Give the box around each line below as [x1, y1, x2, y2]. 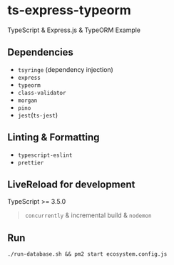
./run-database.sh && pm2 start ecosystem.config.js [7, 251, 168, 258]
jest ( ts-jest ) [17, 110, 58, 119]
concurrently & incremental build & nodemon [24, 211, 152, 219]
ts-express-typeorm [7, 2, 132, 19]
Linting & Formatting [7, 131, 100, 144]
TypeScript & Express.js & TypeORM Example [7, 26, 141, 34]
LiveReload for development [7, 178, 135, 190]
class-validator [17, 89, 66, 96]
